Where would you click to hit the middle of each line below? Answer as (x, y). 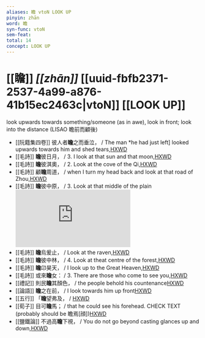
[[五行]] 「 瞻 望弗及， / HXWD (52, 298)
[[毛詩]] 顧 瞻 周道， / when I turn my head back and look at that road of (104, 172)
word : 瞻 (17, 23)
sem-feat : (19, 35)
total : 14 (19, 40)
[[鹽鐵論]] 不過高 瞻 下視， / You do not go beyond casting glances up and (107, 321)
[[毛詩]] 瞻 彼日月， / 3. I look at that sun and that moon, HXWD (93, 156)
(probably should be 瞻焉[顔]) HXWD (61, 313)
